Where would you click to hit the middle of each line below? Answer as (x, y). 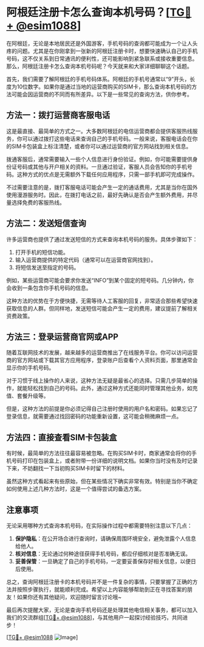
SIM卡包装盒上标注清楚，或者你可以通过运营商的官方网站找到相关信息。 (101, 146)
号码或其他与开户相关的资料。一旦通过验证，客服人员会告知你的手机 (102, 166)
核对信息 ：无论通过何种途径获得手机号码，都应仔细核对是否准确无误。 (103, 554)
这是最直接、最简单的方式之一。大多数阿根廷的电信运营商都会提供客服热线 (99, 131)
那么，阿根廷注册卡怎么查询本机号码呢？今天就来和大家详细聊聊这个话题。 (99, 66)
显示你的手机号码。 (30, 368)
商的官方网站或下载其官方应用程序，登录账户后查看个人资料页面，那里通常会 (102, 360)
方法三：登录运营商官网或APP (62, 337)
